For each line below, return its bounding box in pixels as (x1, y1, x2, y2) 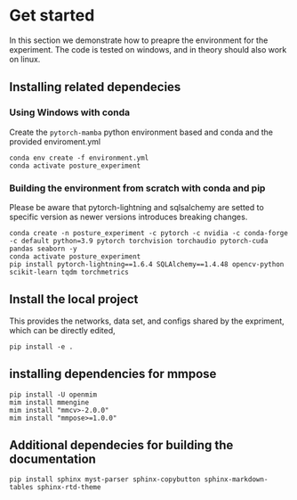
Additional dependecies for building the (9, 438, 234, 453)
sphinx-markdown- (204, 475, 269, 484)
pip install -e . (9, 342, 74, 351)
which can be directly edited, (9, 324, 116, 335)
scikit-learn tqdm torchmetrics (9, 267, 129, 276)
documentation (9, 451, 96, 466)
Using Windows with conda (9, 106, 131, 119)
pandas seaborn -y (9, 244, 77, 253)
